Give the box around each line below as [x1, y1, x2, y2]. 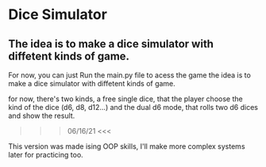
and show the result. [8, 111, 75, 120]
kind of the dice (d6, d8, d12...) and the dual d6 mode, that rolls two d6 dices [8, 103, 258, 112]
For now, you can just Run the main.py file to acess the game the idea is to [8, 70, 252, 80]
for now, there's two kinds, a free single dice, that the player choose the [8, 94, 244, 104]
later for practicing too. [8, 150, 83, 159]
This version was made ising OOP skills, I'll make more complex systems [8, 142, 245, 151]
